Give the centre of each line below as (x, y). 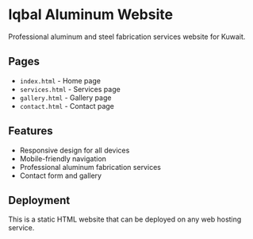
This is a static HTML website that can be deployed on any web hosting (125, 219)
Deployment (39, 200)
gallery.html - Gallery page (65, 98)
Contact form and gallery (60, 175)
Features (31, 131)
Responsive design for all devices (75, 150)
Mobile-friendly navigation (63, 158)
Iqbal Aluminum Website (90, 15)
